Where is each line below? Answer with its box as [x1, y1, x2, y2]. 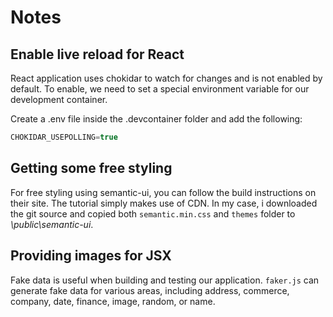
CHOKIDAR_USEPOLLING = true [10, 132, 118, 142]
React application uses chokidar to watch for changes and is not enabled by [10, 72, 323, 84]
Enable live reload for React [10, 46, 185, 63]
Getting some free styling [10, 160, 173, 177]
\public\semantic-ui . [10, 218, 94, 230]
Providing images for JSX [10, 247, 172, 265]
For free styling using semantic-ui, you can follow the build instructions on [10, 186, 317, 198]
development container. [10, 94, 108, 105]
